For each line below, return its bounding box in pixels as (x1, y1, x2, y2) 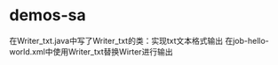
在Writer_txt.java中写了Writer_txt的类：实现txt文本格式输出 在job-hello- (9, 35, 269, 46)
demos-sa (9, 5, 86, 25)
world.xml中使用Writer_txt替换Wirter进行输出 (9, 46, 173, 57)
